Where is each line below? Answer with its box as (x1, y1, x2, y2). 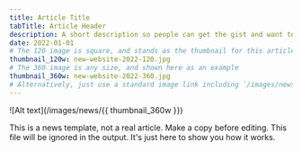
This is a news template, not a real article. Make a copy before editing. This (9, 122, 288, 133)
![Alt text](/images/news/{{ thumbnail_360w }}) (9, 104, 183, 115)
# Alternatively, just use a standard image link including (9, 80, 240, 89)
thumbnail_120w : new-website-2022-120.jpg (9, 55, 171, 64)
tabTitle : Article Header (9, 22, 106, 31)
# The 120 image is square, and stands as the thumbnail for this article (9, 47, 296, 56)
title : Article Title (9, 13, 91, 22)
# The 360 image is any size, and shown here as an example (9, 64, 240, 73)
